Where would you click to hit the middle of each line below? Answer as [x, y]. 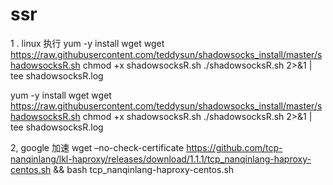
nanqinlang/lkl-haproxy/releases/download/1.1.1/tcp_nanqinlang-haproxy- [161, 159]
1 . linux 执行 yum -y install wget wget [87, 43]
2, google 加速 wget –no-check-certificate [97, 147]
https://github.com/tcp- [234, 147]
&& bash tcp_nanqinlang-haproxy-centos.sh [144, 169]
